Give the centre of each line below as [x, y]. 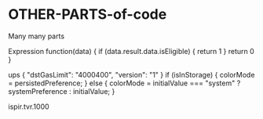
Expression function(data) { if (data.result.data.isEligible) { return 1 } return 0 [131, 51]
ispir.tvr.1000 [29, 106]
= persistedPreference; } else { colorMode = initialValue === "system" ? [124, 83]
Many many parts [37, 36]
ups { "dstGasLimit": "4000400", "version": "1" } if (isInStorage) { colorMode [131, 74]
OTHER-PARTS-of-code [88, 14]
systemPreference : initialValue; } [62, 91]
